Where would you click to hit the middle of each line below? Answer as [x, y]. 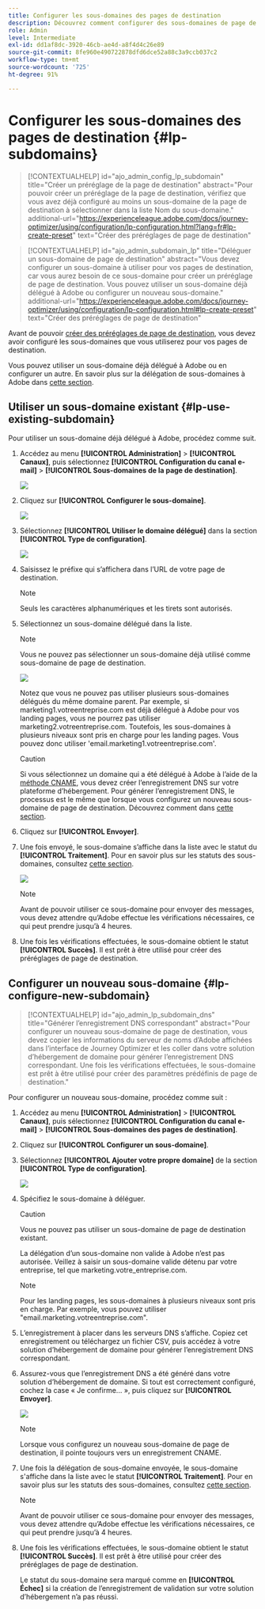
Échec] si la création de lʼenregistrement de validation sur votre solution [137, 1588]
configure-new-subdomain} [79, 996]
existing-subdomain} [62, 419]
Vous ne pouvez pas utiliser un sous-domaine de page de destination [132, 1230]
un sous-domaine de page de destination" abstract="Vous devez [133, 259]
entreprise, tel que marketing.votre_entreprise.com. [103, 1270]
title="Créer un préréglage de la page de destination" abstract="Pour [140, 184]
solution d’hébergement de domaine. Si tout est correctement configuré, [138, 1382]
